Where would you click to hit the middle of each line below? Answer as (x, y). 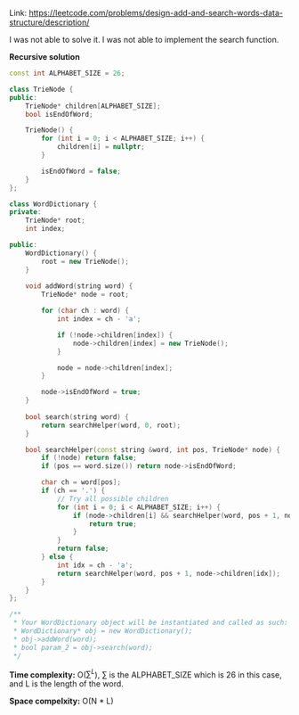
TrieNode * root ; (56, 221)
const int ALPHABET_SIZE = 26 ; (67, 73)
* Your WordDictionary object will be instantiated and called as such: (151, 623)
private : (25, 212)
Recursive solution (44, 57)
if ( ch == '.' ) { (73, 490)
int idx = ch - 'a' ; (95, 565)
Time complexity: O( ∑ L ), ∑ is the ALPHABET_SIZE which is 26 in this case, (145, 674)
